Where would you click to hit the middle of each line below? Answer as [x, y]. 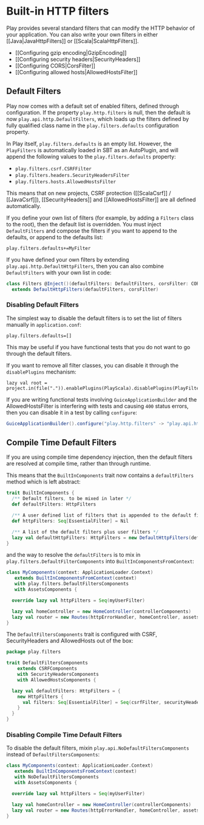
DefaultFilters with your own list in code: [59, 273]
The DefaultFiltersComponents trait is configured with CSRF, [82, 635]
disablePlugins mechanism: [42, 372]
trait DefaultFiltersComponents [47, 663]
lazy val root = [27, 383]
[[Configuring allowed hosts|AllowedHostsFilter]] [76, 72]
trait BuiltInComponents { [40, 493]
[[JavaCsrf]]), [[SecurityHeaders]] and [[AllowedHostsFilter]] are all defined [101, 200]
